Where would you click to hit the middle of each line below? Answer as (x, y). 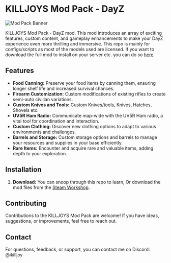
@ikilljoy (14, 255)
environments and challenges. (44, 132)
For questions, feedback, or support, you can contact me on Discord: (78, 249)
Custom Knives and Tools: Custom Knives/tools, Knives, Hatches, (82, 105)
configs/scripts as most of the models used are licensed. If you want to (80, 49)
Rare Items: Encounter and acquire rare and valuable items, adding (83, 148)
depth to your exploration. (40, 153)
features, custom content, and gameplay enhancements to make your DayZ (84, 38)
